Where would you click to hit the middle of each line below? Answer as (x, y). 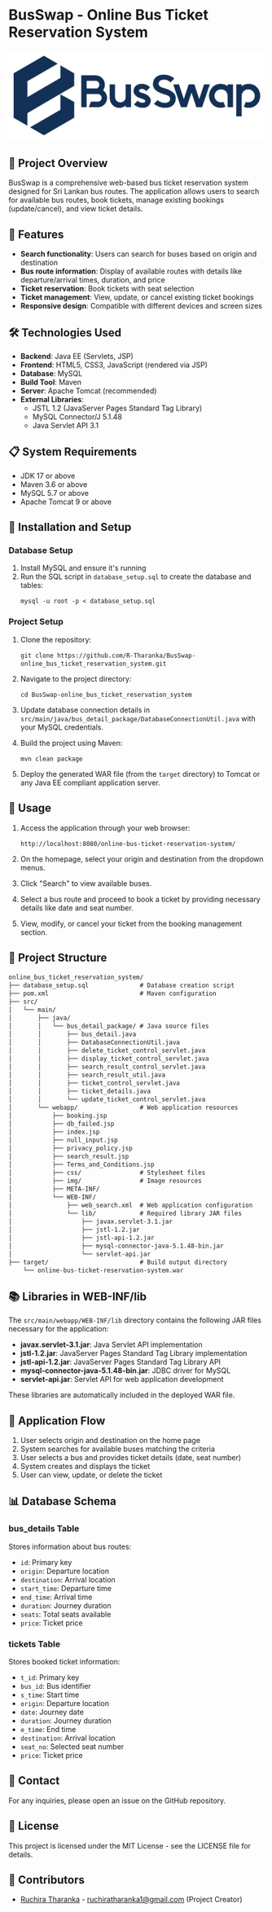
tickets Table (35, 1644)
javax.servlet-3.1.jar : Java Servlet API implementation (111, 1344)
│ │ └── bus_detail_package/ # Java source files (109, 1026)
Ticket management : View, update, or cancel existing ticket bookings (137, 297)
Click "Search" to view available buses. (86, 883)
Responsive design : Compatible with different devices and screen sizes (141, 306)
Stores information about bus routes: (70, 1546)
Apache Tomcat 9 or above (66, 502)
